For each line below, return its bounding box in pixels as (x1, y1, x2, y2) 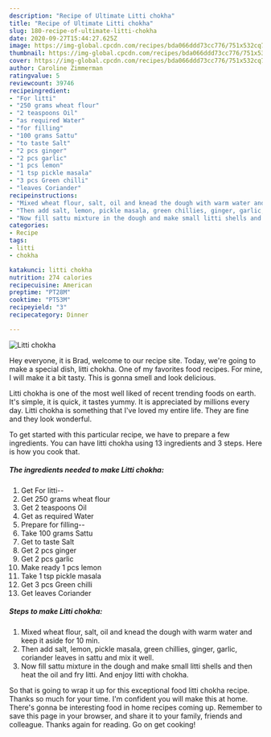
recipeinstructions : (9, 191, 79, 200)
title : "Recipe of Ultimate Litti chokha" (9, 19, 154, 27)
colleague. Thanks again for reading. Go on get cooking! (9, 719, 196, 729)
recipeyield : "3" (9, 304, 68, 312)
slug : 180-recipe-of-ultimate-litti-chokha (9, 27, 158, 35)
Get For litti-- (20, 485, 64, 495)
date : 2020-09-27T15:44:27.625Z (9, 34, 117, 43)
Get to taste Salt (20, 536, 75, 546)
